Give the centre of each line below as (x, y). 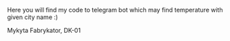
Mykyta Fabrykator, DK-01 (44, 30)
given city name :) (33, 17)
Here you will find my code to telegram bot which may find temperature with (115, 10)
